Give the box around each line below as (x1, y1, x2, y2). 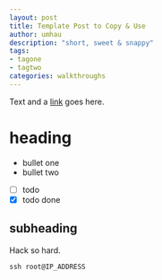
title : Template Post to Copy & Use (9, 22, 146, 31)
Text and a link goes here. (9, 96, 105, 107)
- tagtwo (9, 64, 42, 73)
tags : (9, 47, 30, 56)
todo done (21, 194, 61, 205)
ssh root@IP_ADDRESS (9, 262, 87, 271)
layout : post (9, 13, 58, 22)
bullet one (21, 157, 60, 168)
